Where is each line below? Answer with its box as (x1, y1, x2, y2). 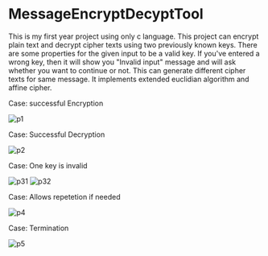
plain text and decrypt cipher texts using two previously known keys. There (8, 39, 258, 49)
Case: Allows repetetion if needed (8, 192, 121, 201)
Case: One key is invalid (8, 160, 88, 170)
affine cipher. (8, 82, 52, 93)
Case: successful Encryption (8, 98, 104, 108)
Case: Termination (8, 223, 69, 233)
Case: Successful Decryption (8, 130, 105, 139)
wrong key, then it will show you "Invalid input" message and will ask (8, 57, 237, 67)
